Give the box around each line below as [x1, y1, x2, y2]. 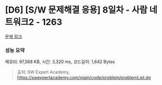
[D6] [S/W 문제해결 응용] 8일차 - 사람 [5, 4, 147, 16]
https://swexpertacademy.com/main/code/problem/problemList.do [17, 75, 151, 81]
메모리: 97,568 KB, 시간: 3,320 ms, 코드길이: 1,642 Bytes [5, 59, 115, 65]
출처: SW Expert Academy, [17, 69, 70, 75]
